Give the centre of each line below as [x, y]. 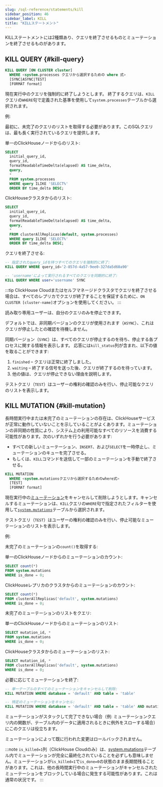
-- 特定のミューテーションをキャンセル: [40, 702]
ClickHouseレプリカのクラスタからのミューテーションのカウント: [70, 585]
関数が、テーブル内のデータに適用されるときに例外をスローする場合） [88, 723]
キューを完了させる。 [67, 452]
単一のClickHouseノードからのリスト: [43, 143]
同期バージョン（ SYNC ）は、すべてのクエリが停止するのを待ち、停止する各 [79, 339]
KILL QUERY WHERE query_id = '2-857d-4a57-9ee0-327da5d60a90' [67, 267]
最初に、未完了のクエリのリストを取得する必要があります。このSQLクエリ [79, 126]
